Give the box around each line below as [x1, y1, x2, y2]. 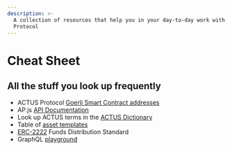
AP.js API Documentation [17, 106, 89, 114]
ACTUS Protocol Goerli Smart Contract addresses [17, 98, 160, 107]
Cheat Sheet [7, 53, 81, 68]
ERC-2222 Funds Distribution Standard [17, 128, 129, 136]
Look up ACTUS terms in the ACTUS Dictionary [17, 113, 153, 122]
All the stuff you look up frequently [7, 80, 161, 92]
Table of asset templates [17, 120, 88, 129]
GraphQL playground [17, 135, 78, 144]
